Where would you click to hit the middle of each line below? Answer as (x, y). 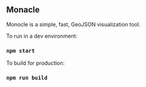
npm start (21, 51)
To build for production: (36, 63)
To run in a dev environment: (42, 36)
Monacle (23, 10)
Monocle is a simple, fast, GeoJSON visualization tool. (73, 24)
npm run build (27, 78)
